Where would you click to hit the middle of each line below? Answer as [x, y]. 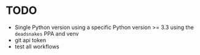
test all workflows [37, 47]
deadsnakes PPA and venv [47, 33]
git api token [30, 40]
